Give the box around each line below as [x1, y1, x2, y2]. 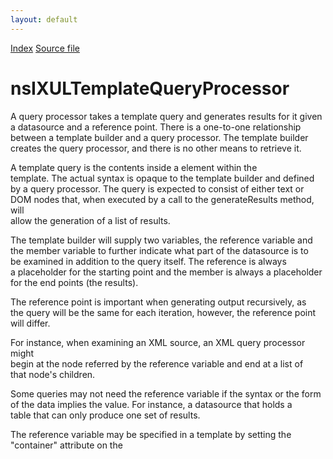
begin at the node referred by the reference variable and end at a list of [10, 357, 304, 370]
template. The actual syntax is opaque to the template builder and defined [10, 172, 315, 184]
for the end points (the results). [10, 276, 139, 288]
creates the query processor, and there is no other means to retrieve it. [10, 142, 302, 154]
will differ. [10, 317, 51, 329]
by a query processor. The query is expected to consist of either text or [10, 182, 305, 195]
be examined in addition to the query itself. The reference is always [10, 255, 287, 267]
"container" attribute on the [10, 439, 123, 451]
